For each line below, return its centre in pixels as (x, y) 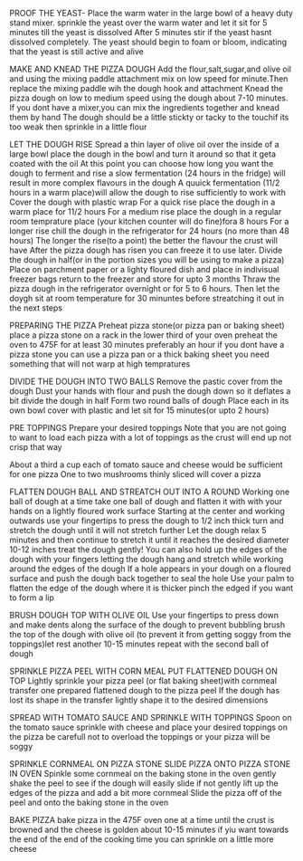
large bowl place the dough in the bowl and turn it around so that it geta (143, 154)
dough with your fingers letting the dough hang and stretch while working (147, 559)
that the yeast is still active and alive (77, 52)
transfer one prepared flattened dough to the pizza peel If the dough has (145, 690)
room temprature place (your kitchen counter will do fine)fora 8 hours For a (149, 221)
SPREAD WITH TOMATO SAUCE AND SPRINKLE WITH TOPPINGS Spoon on (151, 717)
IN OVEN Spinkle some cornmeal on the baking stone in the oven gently (143, 774)
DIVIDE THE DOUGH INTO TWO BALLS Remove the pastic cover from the (146, 381)
